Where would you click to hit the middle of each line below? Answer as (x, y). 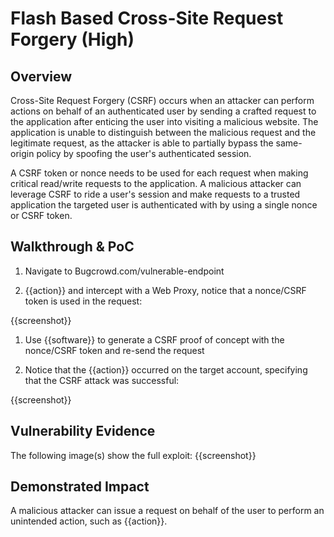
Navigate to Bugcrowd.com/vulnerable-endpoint (124, 271)
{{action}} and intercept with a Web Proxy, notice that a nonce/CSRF (165, 290)
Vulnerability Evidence (83, 431)
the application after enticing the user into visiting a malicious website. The (164, 121)
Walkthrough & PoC (72, 247)
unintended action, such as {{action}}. (89, 521)
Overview (41, 76)
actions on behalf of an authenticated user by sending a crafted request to (163, 111)
